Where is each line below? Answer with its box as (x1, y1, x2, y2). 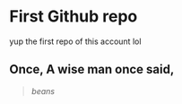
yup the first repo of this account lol (9, 36, 142, 47)
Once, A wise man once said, (9, 62, 175, 77)
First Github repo (9, 6, 138, 27)
